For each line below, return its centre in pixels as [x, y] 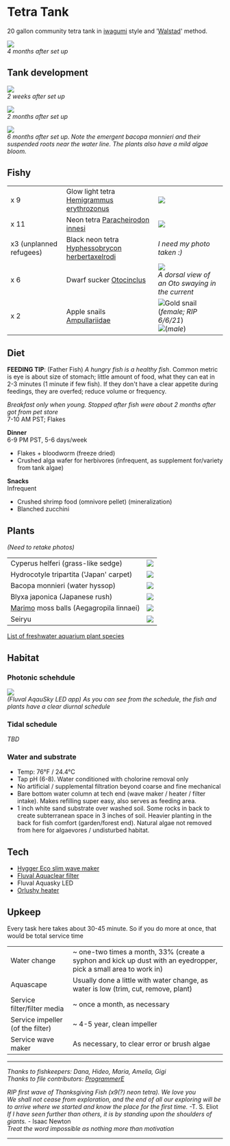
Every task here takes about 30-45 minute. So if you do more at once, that [112, 929]
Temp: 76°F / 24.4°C [46, 772]
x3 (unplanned [34, 243]
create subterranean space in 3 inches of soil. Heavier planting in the [114, 816]
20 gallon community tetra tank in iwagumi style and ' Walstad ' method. [107, 31]
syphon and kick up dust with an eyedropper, [145, 960]
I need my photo [184, 243]
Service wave [33, 1040]
